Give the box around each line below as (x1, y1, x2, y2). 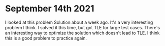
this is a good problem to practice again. (5, 35, 87, 41)
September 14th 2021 (5, 3, 95, 14)
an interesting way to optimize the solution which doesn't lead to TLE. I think (5, 30, 160, 36)
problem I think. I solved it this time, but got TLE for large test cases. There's (5, 24, 160, 30)
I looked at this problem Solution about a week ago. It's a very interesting (5, 19, 153, 25)
